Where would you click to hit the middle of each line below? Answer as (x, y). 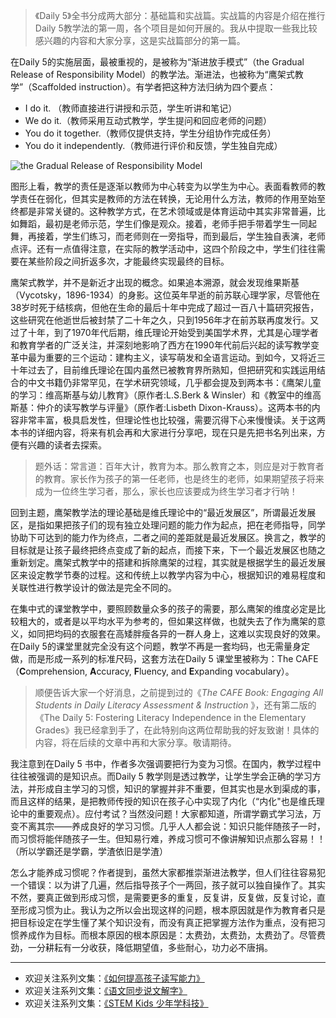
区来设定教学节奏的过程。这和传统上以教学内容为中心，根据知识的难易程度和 (168, 575)
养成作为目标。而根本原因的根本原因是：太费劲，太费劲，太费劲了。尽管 (167, 935)
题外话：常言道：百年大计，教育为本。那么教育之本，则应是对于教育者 (179, 466)
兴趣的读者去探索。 (67, 445)
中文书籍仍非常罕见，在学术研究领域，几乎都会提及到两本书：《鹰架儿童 (174, 382)
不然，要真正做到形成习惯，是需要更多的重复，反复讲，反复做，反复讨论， (163, 897)
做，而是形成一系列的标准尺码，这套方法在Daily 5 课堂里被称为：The (152, 658)
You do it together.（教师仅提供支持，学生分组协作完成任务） (150, 133)
